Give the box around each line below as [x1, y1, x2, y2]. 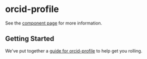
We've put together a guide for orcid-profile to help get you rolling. [5, 47, 142, 53]
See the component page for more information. [5, 20, 102, 26]
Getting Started [5, 34, 54, 43]
